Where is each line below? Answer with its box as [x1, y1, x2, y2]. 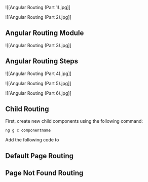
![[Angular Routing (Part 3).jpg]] [5, 42, 72, 48]
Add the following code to [5, 137, 59, 143]
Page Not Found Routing [5, 169, 84, 177]
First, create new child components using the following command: [5, 118, 143, 124]
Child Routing [5, 105, 49, 114]
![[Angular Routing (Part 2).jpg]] [5, 14, 72, 20]
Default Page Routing [5, 152, 74, 160]
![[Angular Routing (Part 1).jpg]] [5, 5, 71, 10]
